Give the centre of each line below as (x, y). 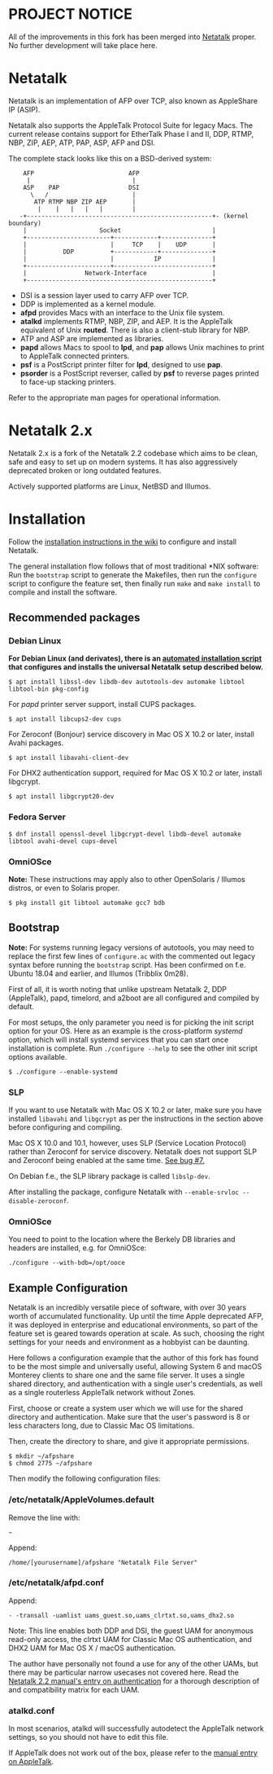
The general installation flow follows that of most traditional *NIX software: (134, 566)
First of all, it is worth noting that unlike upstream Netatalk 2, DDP (118, 989)
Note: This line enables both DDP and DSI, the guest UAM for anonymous (131, 1631)
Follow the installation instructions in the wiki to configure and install (123, 542)
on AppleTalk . (31, 1762)
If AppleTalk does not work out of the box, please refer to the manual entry (133, 1753)
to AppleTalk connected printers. (75, 356)
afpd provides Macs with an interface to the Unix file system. (122, 312)
